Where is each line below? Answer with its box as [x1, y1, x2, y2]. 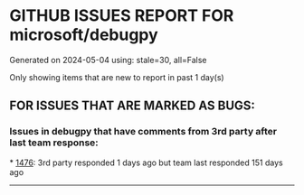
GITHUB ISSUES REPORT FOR [9, 5, 234, 26]
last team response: [9, 136, 100, 149]
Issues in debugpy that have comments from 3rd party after [9, 125, 278, 138]
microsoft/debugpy [9, 24, 158, 45]
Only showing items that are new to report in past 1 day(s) [9, 71, 224, 82]
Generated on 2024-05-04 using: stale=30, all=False [9, 54, 207, 65]
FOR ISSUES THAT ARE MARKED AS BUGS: [9, 98, 256, 114]
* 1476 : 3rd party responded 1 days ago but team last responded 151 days [9, 157, 283, 168]
